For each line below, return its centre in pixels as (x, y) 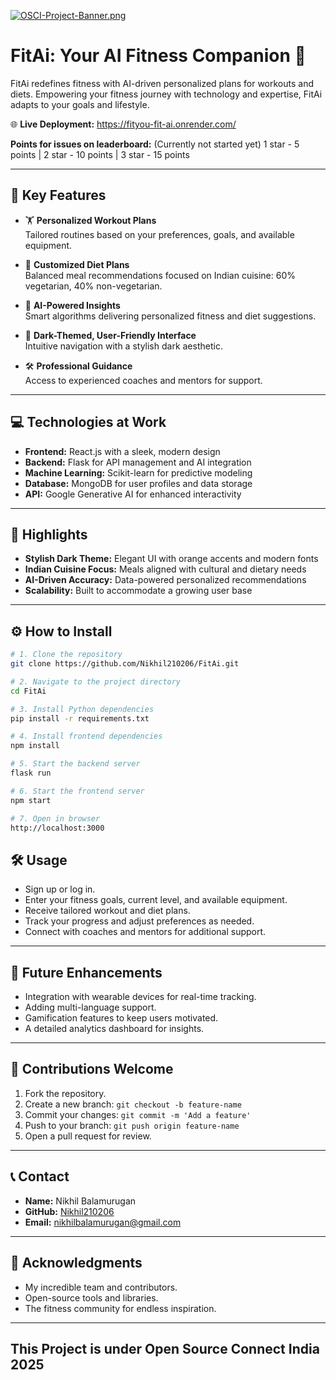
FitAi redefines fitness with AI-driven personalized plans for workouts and (162, 83)
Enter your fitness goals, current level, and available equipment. (156, 900)
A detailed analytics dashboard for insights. (114, 1029)
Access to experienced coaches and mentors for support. (143, 380)
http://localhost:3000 (57, 828)
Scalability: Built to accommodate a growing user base (138, 591)
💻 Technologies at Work (88, 422)
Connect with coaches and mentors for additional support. (145, 932)
